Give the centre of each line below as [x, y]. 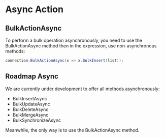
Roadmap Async [32, 77]
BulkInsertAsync [30, 98]
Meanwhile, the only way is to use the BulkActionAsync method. [72, 130]
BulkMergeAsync [30, 115]
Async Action [34, 9]
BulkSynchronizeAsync [37, 120]
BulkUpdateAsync [31, 104]
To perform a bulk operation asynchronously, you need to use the [74, 40]
